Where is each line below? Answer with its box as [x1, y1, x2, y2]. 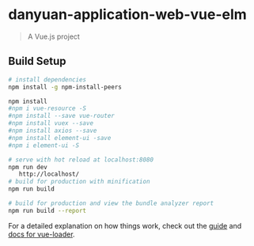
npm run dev [8, 163, 47, 171]
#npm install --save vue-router [8, 112, 115, 120]
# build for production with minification [8, 178, 150, 186]
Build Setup [8, 55, 66, 68]
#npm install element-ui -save [8, 134, 112, 142]
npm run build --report [8, 206, 87, 214]
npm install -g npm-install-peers [8, 83, 123, 91]
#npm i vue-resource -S [8, 104, 87, 112]
